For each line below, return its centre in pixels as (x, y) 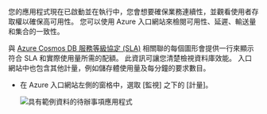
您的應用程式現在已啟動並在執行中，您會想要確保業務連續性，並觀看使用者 (130, 11)
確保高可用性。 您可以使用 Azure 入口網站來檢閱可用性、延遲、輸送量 (143, 21)
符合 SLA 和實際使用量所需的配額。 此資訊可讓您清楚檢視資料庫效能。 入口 (130, 58)
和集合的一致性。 (36, 31)
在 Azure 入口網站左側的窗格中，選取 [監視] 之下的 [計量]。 (116, 85)
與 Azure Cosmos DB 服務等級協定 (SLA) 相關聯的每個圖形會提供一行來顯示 (131, 48)
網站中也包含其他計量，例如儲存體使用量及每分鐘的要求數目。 (109, 68)
